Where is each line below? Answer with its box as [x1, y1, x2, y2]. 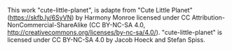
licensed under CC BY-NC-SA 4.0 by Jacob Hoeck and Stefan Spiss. [7, 36, 205, 44]
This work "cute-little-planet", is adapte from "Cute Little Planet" [7, 6, 193, 14]
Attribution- [191, 13, 226, 22]
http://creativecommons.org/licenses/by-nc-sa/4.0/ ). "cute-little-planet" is [7, 28, 223, 36]
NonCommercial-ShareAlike [7, 21, 88, 29]
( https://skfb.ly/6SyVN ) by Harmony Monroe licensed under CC [7, 13, 191, 22]
